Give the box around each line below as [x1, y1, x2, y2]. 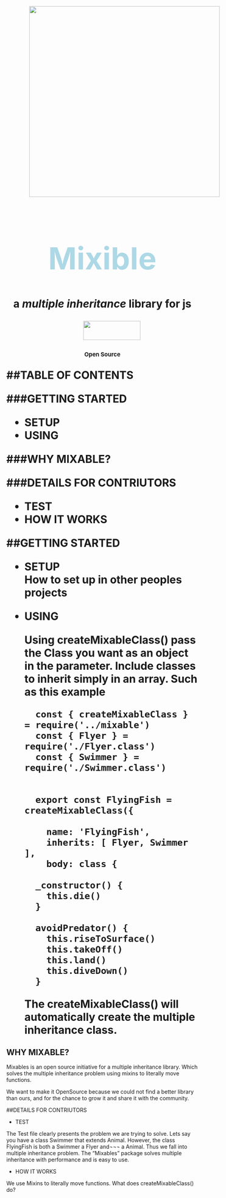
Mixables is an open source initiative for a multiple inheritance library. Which [6, 1063, 198, 1071]
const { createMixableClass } [35, 708, 189, 720]
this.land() [46, 954, 107, 966]
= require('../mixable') [24, 719, 150, 731]
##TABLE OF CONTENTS [6, 368, 134, 382]
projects [24, 586, 68, 600]
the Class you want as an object [24, 646, 189, 659]
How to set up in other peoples [24, 573, 182, 586]
